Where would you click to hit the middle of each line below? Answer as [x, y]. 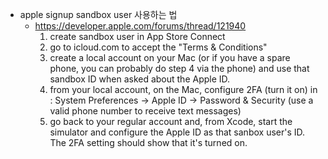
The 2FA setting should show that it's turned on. [148, 142]
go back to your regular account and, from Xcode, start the [171, 121]
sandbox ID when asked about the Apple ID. [140, 79]
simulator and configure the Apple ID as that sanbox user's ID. [177, 132]
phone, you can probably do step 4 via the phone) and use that [179, 68]
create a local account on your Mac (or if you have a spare [170, 57]
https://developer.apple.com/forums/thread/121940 [140, 26]
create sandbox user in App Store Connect [137, 36]
